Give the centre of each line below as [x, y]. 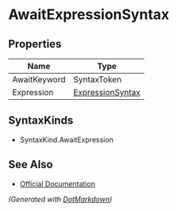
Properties [35, 44]
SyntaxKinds [41, 121]
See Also [31, 165]
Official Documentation [57, 183]
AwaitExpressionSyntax [89, 15]
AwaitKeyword [39, 79]
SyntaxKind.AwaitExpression [66, 140]
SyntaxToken [97, 79]
